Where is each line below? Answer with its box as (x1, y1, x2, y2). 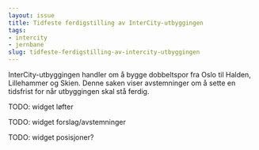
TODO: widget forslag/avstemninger (8, 118, 127, 126)
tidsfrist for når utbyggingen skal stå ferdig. (8, 87, 150, 96)
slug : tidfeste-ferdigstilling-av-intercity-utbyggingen (8, 48, 200, 56)
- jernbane (8, 41, 44, 49)
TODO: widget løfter (8, 102, 74, 111)
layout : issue (8, 11, 55, 20)
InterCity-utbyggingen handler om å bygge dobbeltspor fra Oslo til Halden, (8, 70, 251, 79)
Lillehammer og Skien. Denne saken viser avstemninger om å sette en (8, 78, 236, 88)
